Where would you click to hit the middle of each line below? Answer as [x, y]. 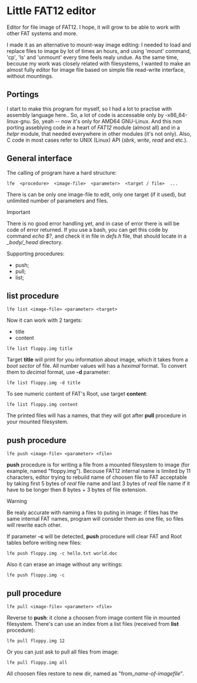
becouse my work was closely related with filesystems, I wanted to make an [98, 64]
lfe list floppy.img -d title [44, 383]
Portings [23, 94]
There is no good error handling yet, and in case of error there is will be [93, 223]
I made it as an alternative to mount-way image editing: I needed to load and [99, 45]
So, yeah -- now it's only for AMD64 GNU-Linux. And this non [107, 121]
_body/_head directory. [35, 242]
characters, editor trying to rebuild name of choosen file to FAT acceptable [97, 477]
